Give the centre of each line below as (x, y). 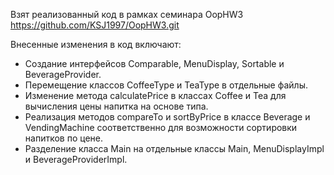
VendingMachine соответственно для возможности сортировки (161, 127)
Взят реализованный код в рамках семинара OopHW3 (127, 14)
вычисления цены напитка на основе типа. (116, 106)
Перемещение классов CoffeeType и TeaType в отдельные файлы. (166, 85)
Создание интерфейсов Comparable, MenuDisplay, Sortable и (154, 63)
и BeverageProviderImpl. (76, 159)
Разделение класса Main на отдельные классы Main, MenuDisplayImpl (174, 148)
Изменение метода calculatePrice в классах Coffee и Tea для (155, 95)
